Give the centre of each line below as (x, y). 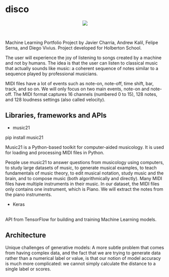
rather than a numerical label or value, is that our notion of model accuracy (83, 258)
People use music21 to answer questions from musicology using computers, (85, 162)
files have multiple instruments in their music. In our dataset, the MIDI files (82, 184)
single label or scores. (28, 269)
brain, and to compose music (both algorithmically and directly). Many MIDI (84, 178)
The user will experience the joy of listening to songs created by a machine (83, 58)
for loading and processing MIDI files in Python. (55, 152)
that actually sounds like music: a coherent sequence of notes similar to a (82, 68)
